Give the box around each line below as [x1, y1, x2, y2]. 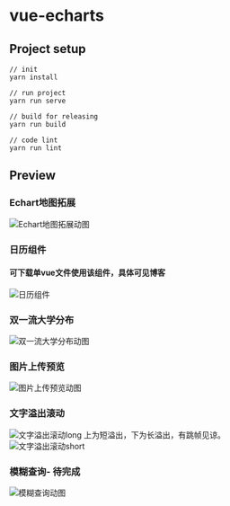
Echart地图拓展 [9, 197, 76, 209]
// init [9, 65, 39, 74]
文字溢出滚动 [9, 407, 66, 420]
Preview [9, 168, 57, 183]
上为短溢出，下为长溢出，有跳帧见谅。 [84, 429, 226, 440]
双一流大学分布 [9, 314, 75, 326]
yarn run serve [9, 96, 66, 105]
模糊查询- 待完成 [9, 465, 81, 477]
